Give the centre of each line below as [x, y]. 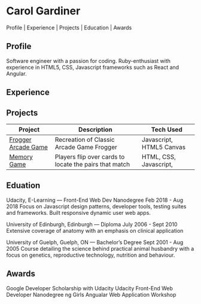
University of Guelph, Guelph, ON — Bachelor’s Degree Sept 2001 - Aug [95, 242]
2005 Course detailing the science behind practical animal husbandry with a [100, 248]
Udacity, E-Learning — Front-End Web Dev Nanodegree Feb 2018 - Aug [95, 200]
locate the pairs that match [92, 164]
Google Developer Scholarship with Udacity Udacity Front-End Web [90, 288]
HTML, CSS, [159, 157]
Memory [21, 157]
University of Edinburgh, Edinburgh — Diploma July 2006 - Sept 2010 [92, 224]
